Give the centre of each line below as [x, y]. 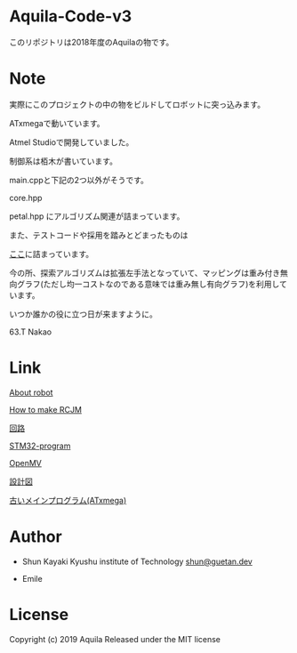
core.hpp [26, 198]
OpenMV [26, 463]
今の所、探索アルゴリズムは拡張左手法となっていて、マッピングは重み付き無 [149, 272]
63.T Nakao [30, 332]
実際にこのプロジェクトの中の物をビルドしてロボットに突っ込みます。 [137, 104]
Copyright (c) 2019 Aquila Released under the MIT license [115, 639]
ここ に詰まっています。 [52, 254]
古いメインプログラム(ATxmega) [68, 500]
